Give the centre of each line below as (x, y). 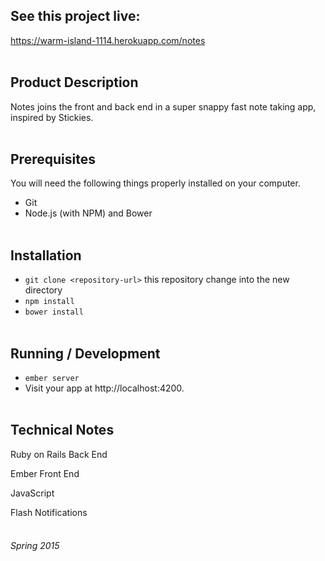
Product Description (74, 82)
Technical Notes (62, 430)
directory (43, 290)
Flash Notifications (49, 512)
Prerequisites (53, 159)
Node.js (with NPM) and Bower (88, 213)
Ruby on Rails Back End (59, 454)
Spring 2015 (35, 546)
